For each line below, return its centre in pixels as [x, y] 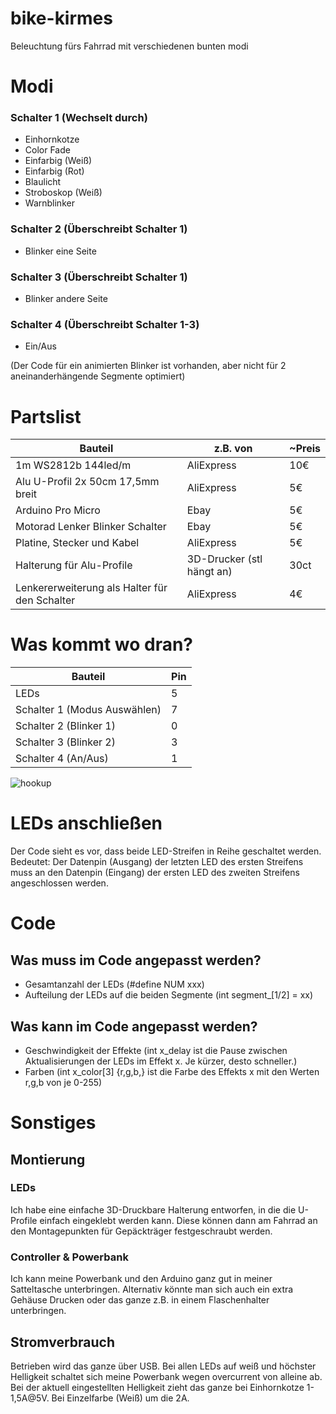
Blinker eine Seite [60, 251]
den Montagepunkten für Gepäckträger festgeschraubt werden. [141, 1231]
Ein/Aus [40, 346]
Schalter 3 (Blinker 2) [65, 742]
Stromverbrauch [62, 1342]
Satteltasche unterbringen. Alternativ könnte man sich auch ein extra [152, 1289]
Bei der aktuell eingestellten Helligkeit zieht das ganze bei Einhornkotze [157, 1387]
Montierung [48, 1159]
